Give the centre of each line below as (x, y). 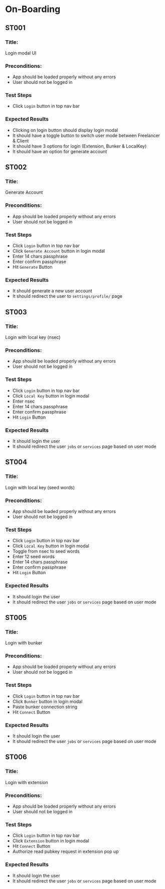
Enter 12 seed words (34, 557)
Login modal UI (21, 53)
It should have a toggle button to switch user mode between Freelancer (86, 135)
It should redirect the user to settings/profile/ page (67, 296)
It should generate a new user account (52, 291)
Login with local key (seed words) (40, 487)
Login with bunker (24, 643)
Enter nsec (24, 401)
